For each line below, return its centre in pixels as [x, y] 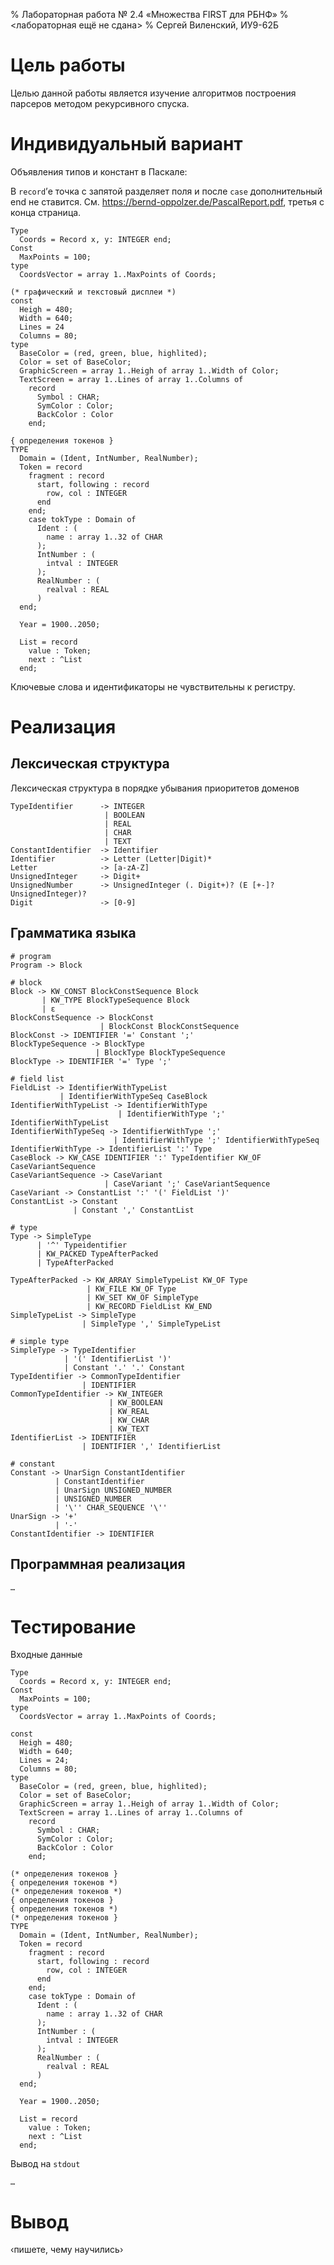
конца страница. [46, 212]
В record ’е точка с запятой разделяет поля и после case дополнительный [166, 191]
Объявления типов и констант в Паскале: [99, 171]
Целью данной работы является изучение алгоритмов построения [153, 93]
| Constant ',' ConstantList [134, 1210]
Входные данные [46, 1655]
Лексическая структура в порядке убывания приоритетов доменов [155, 788]
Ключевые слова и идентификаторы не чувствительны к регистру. [153, 686]
